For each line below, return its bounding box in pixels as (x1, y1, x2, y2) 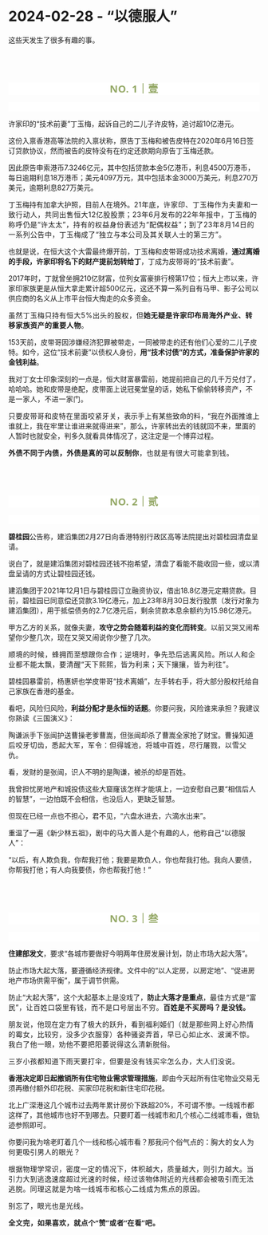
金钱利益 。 (8, 357, 44, 367)
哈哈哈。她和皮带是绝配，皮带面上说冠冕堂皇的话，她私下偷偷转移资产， (8, 384, 246, 393)
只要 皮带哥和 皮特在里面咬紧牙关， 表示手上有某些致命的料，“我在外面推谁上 (8, 411, 260, 420)
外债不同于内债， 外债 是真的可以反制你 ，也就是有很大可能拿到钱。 (8, 448, 234, 457)
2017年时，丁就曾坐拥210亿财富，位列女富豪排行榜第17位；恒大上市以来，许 (8, 273, 259, 283)
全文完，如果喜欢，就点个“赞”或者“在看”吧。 (8, 1217, 160, 1228)
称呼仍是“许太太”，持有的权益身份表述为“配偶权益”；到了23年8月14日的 (8, 219, 255, 229)
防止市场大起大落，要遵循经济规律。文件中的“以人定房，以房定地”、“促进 (8, 965, 249, 975)
